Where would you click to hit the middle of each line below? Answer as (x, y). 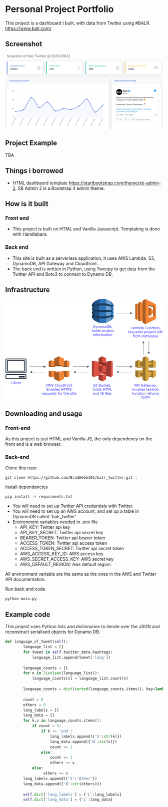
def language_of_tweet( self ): (37, 642)
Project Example (31, 143)
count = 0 (33, 700)
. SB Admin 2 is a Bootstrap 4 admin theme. (60, 188)
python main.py (21, 599)
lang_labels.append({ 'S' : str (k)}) (86, 736)
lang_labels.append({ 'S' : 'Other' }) (60, 779)
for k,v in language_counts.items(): (62, 721)
